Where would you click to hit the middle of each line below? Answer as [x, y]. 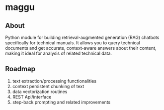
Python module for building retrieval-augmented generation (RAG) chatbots [82, 37]
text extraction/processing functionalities [54, 81]
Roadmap [20, 69]
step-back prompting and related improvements [61, 102]
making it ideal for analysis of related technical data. [59, 53]
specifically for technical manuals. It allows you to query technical [73, 43]
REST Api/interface [32, 97]
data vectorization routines [40, 92]
